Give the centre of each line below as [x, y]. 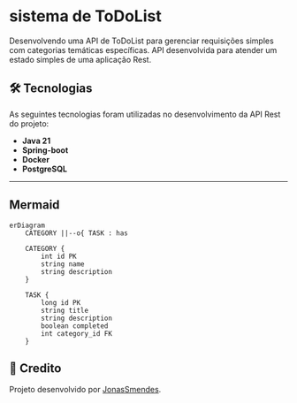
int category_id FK [77, 333]
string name [63, 264]
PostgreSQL [45, 169]
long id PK [61, 302]
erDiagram [27, 225]
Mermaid [34, 205]
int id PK [59, 256]
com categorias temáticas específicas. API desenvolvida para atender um [143, 49]
